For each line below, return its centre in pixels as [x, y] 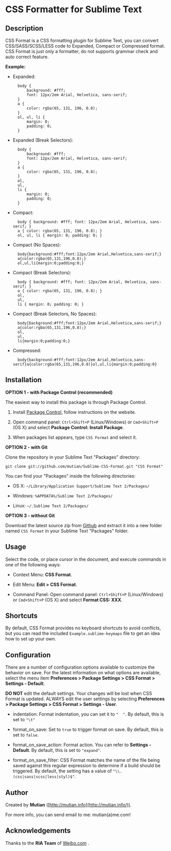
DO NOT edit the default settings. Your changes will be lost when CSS [79, 694]
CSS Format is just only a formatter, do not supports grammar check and [82, 51]
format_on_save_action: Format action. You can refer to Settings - [82, 745]
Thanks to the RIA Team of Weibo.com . [47, 843]
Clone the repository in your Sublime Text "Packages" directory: [73, 457]
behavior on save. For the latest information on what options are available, [83, 673]
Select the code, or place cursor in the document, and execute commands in [86, 559]
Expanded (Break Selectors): [43, 140]
